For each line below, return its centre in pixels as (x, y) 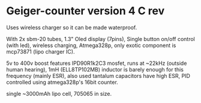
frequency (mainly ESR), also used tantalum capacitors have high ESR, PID (98, 76)
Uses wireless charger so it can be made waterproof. (72, 27)
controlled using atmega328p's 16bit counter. (62, 82)
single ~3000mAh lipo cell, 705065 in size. (59, 93)
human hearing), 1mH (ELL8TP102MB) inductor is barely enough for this (95, 69)
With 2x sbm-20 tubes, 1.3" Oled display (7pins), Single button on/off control (100, 39)
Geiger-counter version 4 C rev (85, 11)
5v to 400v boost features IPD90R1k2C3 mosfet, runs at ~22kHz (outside (97, 63)
